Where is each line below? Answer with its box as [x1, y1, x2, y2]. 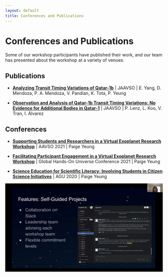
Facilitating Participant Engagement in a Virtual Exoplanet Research [12, 153, 156, 159]
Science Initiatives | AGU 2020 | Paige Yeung [12, 174, 107, 180]
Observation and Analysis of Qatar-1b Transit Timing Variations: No [12, 100, 156, 106]
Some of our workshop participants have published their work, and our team [5, 52, 162, 58]
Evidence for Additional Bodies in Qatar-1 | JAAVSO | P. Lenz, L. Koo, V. [12, 105, 162, 111]
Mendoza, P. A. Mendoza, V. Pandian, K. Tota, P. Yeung [12, 90, 126, 96]
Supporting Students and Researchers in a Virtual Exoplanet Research [12, 138, 161, 144]
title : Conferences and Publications [5, 13, 84, 18]
